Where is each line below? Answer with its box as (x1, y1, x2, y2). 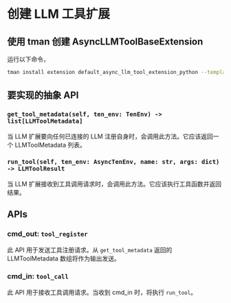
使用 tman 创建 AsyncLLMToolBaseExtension (7, 36, 203, 47)
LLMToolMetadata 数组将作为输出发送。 (7, 254, 120, 263)
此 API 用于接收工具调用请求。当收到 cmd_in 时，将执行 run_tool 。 (7, 288, 197, 296)
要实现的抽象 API (7, 90, 79, 101)
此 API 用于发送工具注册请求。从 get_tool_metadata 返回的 (7, 245, 173, 254)
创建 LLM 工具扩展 (7, 6, 111, 22)
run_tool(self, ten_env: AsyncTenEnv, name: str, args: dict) (7, 158, 220, 166)
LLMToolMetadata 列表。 (14, 141, 86, 149)
